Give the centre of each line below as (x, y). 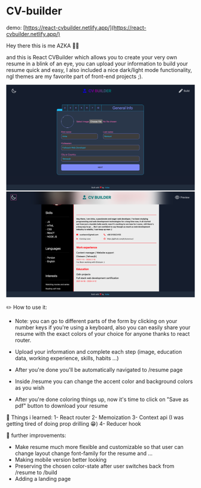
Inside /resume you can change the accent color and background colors (104, 381)
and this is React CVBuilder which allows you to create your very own (92, 57)
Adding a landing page (43, 478)
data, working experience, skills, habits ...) (67, 358)
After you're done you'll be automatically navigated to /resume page (99, 369)
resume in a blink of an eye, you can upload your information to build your (97, 64)
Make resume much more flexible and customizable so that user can (99, 447)
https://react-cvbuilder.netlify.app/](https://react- (86, 28)
